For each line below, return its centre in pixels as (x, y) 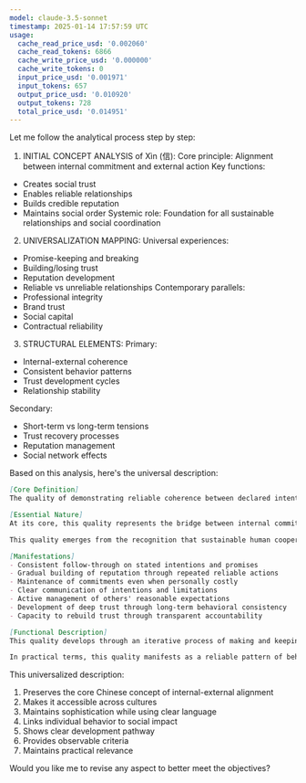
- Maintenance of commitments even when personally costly (124, 582)
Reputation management (69, 446)
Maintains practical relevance (78, 751)
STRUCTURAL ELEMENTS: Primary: (90, 344)
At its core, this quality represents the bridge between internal (140, 523)
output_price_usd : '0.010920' (75, 94)
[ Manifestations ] (42, 556)
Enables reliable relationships (77, 194)
